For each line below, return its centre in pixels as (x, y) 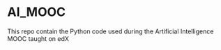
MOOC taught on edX (38, 38)
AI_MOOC (37, 12)
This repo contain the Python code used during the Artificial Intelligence (110, 31)
